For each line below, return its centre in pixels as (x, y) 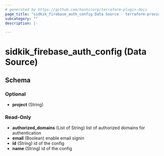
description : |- (21, 23)
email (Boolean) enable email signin (48, 138)
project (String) (28, 105)
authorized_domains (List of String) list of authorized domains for (79, 128)
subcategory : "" (21, 19)
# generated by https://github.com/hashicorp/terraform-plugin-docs (76, 10)
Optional (15, 94)
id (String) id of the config (38, 143)
